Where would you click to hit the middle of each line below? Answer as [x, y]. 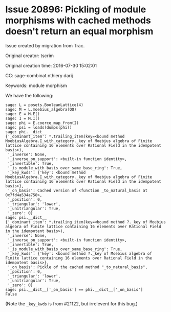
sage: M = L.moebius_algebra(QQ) [41, 109]
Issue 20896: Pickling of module [76, 10]
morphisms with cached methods [78, 20]
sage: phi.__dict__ [26, 132]
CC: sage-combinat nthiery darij [39, 75]
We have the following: [29, 95]
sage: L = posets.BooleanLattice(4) [44, 105]
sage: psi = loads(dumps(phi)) [39, 127]
